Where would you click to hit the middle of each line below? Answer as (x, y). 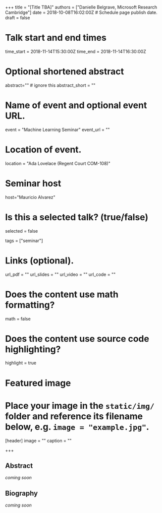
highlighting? (33, 349)
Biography (22, 493)
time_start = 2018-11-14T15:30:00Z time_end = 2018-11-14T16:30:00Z (76, 51)
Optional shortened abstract (65, 72)
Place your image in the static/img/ (80, 406)
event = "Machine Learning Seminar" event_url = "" (57, 129)
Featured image (38, 383)
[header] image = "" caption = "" (38, 441)
